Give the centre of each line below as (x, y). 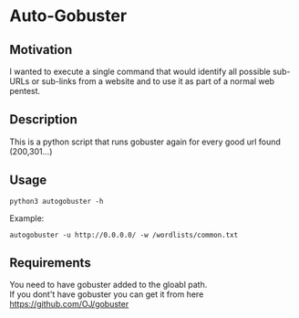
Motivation (41, 50)
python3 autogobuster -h (57, 201)
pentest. (25, 91)
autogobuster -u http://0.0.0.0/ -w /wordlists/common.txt (124, 235)
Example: (27, 218)
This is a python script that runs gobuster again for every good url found (145, 142)
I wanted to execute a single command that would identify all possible (140, 71)
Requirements (50, 263)
